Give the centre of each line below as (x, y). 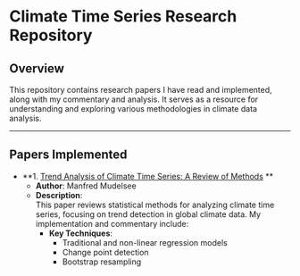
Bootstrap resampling (102, 262)
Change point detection (105, 252)
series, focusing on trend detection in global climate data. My (148, 214)
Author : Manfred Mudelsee (86, 186)
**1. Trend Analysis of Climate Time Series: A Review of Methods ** (148, 176)
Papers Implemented (68, 155)
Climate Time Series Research (123, 17)
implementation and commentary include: (112, 223)
